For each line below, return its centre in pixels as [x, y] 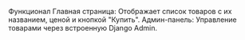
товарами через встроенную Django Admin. [83, 28]
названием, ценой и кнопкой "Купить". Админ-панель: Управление [122, 20]
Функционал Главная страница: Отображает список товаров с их [120, 11]
